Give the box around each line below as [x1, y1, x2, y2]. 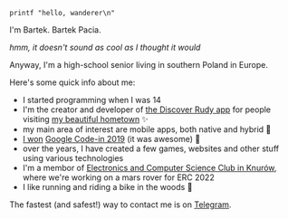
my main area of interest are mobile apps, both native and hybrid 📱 [22, 124, 272, 135]
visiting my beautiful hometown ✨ [22, 114, 149, 124]
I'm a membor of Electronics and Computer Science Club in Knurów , [22, 163, 277, 173]
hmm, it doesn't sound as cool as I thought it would [9, 42, 201, 52]
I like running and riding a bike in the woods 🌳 [22, 182, 193, 192]
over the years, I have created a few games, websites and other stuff [22, 143, 279, 154]
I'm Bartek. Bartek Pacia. [9, 24, 101, 35]
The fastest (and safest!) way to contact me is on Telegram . [9, 199, 232, 210]
